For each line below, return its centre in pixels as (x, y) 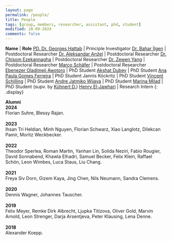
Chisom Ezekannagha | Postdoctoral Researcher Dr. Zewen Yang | (75, 59)
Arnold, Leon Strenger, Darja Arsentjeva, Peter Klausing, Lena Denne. (79, 216)
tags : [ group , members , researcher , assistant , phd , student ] (73, 24)
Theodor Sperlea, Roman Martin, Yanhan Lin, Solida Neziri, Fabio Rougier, (83, 151)
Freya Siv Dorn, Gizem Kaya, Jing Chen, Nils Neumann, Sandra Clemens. (82, 178)
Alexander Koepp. (24, 233)
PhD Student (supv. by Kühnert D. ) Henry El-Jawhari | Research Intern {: (82, 87)
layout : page (19, 10)
